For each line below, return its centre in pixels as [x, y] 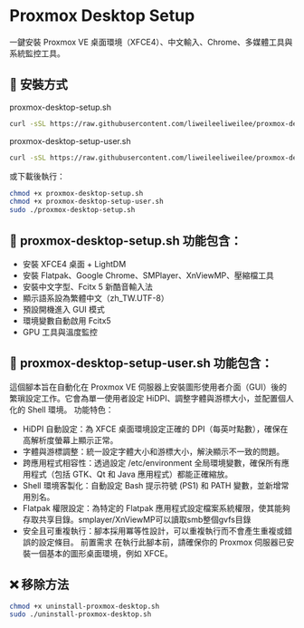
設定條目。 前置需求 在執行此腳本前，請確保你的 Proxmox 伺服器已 [162, 542]
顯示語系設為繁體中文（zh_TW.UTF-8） [95, 298]
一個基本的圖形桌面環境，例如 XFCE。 [102, 553]
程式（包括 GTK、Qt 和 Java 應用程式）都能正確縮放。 [132, 474]
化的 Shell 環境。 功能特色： [62, 410]
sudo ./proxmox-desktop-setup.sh [72, 210]
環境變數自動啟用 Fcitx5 [66, 320]
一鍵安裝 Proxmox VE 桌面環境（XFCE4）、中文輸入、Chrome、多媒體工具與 [151, 42]
